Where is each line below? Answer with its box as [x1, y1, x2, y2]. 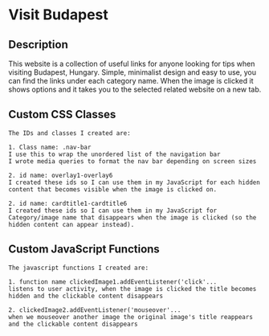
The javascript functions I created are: [8, 264, 149, 272]
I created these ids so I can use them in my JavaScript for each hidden [8, 178, 261, 186]
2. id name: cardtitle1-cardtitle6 [8, 199, 128, 207]
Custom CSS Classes [8, 108, 116, 121]
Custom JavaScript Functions [8, 243, 161, 256]
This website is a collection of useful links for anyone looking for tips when [8, 59, 255, 68]
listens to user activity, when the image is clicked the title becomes [8, 285, 257, 293]
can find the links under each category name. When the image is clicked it [8, 76, 254, 85]
